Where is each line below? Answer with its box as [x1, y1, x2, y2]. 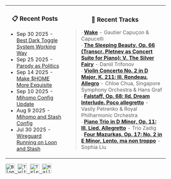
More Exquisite [16, 81, 52, 88]
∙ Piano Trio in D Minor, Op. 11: [81, 118, 157, 125]
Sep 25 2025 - [16, 56, 53, 63]
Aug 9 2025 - [16, 107, 50, 114]
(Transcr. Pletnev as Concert [81, 48, 153, 55]
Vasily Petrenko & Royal [81, 106, 137, 113]
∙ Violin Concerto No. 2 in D [81, 67, 149, 74]
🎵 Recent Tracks [91, 15, 139, 23]
